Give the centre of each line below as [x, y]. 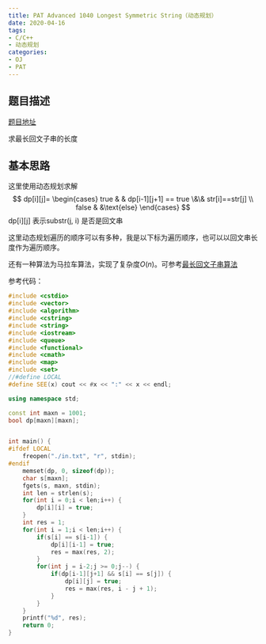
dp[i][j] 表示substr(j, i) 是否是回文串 [66, 221]
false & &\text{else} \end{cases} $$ [133, 207]
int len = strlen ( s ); [58, 493]
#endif [19, 464]
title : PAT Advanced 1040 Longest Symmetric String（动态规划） [113, 15]
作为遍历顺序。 [39, 248]
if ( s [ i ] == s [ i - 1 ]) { [72, 537]
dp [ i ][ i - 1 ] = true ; [82, 544]
